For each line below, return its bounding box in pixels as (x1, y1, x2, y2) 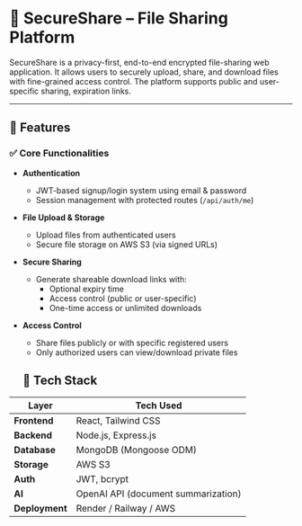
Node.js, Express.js (75, 429, 157, 441)
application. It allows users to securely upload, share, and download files (9, 67, 279, 77)
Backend (13, 429, 52, 441)
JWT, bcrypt (75, 473, 129, 486)
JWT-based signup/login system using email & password (35, 184, 247, 196)
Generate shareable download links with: (35, 273, 187, 284)
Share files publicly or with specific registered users (35, 337, 229, 348)
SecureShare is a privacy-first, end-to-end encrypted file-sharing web (9, 57, 270, 67)
